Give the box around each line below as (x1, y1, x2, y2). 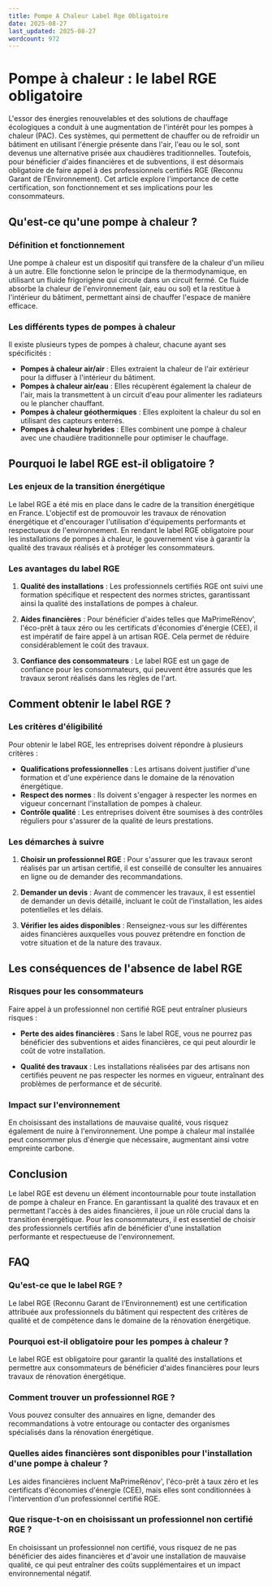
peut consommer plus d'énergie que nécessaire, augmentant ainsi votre (8, 1135, 249, 1145)
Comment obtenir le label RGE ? (8, 696, 171, 711)
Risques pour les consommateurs (8, 986, 144, 997)
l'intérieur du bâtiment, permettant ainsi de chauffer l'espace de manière (8, 292, 251, 301)
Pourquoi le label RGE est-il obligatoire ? (8, 457, 215, 470)
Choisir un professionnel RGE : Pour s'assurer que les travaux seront (19, 855, 253, 864)
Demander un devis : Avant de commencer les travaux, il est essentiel (19, 887, 256, 898)
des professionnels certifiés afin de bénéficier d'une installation (8, 1223, 222, 1233)
